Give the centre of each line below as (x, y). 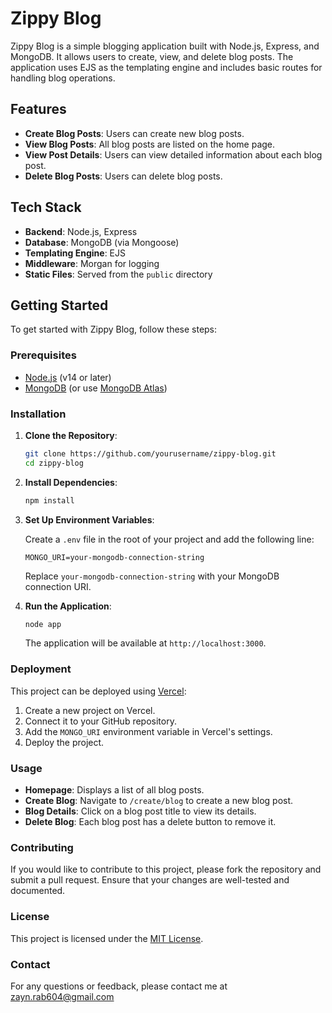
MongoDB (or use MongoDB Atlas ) (96, 388)
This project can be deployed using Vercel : (98, 691)
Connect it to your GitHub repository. (100, 721)
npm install (49, 500)
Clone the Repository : (71, 435)
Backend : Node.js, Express (81, 231)
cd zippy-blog (54, 463)
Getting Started (59, 305)
